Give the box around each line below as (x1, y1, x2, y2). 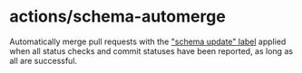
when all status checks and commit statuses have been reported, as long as (9, 45, 293, 56)
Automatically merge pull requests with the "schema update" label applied (9, 36, 287, 47)
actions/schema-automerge (9, 6, 227, 27)
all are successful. (9, 55, 78, 66)
